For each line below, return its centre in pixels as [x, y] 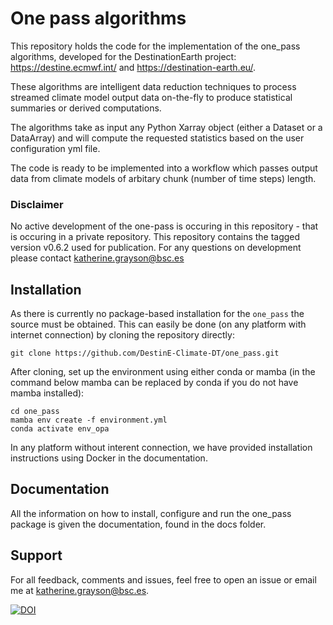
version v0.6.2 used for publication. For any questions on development [156, 248]
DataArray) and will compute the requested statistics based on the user [157, 138]
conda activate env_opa [60, 429]
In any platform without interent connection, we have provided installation [161, 448]
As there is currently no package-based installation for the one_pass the [157, 314]
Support [36, 555]
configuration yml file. [55, 148]
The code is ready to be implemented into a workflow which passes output [164, 168]
